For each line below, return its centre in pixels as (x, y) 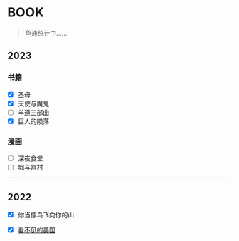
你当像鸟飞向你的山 (46, 215)
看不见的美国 (36, 230)
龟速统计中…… (46, 33)
